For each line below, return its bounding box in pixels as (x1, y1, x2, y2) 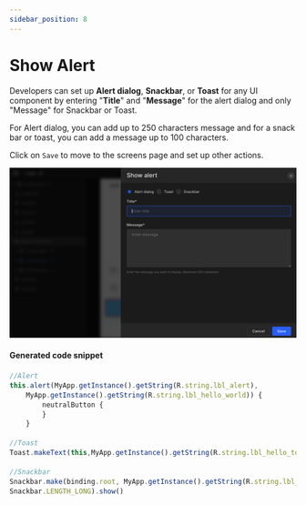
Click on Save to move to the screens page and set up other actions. (9, 149, 264, 160)
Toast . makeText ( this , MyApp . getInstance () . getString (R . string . (9, 449, 250, 458)
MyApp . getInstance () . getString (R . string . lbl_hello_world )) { (25, 390, 262, 399)
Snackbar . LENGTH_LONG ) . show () (9, 487, 125, 496)
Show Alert (9, 55, 96, 76)
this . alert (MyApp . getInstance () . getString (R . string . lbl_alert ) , (9, 380, 259, 390)
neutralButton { (42, 400, 104, 409)
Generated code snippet (9, 350, 103, 361)
